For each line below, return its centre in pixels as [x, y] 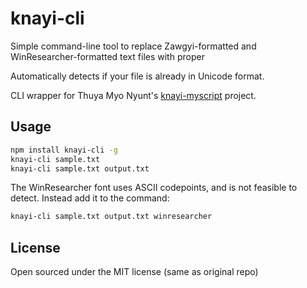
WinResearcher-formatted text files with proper [107, 56]
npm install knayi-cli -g [64, 150]
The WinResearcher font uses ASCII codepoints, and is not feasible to [154, 188]
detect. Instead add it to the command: [90, 198]
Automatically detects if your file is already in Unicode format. [137, 76]
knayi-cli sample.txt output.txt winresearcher [111, 217]
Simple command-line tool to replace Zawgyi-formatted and [133, 46]
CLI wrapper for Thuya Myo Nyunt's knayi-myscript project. [133, 95]
